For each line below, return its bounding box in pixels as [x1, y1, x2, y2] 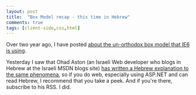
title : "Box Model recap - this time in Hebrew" [6, 14, 131, 20]
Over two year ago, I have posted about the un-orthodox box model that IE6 [6, 41, 190, 48]
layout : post [6, 8, 38, 15]
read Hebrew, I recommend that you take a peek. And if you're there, [6, 77, 172, 84]
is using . [6, 48, 26, 55]
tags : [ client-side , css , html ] [6, 25, 81, 31]
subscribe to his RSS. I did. [6, 83, 72, 91]
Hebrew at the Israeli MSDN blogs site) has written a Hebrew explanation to [6, 65, 190, 72]
